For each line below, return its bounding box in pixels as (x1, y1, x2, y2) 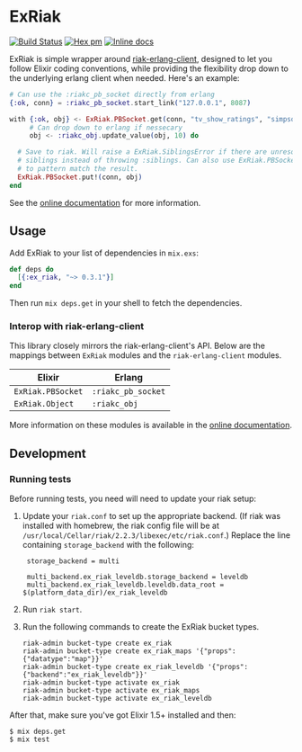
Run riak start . (22, 604, 83, 615)
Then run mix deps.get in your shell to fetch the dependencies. (9, 298, 243, 309)
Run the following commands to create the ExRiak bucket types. (22, 622, 260, 632)
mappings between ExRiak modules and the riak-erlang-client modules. (9, 350, 282, 361)
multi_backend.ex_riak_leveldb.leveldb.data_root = (26, 580, 225, 590)
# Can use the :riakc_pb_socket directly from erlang (9, 90, 216, 99)
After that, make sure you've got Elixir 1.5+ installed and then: (9, 710, 236, 721)
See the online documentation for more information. (9, 197, 201, 208)
